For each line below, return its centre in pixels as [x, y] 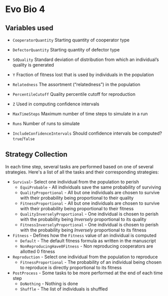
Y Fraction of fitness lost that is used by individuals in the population [83, 75]
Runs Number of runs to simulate [46, 124]
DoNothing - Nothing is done [49, 283]
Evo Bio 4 [25, 9]
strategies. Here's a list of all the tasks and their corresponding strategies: [82, 172]
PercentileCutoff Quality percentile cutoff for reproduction [74, 94]
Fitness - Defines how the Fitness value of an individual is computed [85, 235]
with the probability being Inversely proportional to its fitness [83, 230]
